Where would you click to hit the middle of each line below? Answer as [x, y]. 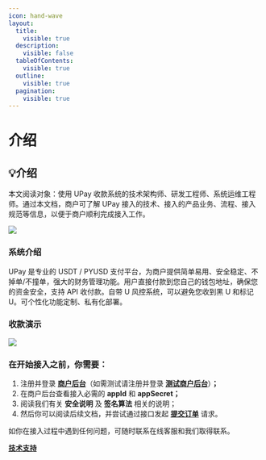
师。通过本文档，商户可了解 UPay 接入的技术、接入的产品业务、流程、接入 [132, 204]
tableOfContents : [45, 61]
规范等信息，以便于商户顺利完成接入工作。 [79, 214]
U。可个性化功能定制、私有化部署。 [68, 301]
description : [37, 46]
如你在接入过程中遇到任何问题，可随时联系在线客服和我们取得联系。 [121, 431]
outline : [30, 76]
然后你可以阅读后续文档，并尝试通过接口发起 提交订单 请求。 [121, 414]
